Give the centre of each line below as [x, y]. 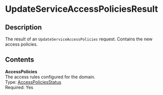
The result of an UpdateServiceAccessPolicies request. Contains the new [79, 39]
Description [23, 27]
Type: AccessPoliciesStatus [33, 82]
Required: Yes [19, 87]
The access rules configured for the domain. [50, 77]
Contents [20, 60]
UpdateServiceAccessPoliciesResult [82, 9]
